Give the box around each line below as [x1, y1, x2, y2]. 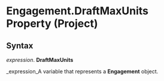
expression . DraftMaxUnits [6, 57, 74, 63]
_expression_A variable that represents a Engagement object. [6, 68, 159, 75]
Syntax [6, 40, 34, 51]
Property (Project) [6, 17, 98, 30]
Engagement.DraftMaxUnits [6, 4, 148, 18]
